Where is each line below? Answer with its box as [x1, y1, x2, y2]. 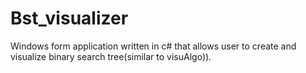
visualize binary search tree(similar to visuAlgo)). [10, 50, 212, 62]
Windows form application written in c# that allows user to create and [10, 40, 297, 52]
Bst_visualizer [10, 7, 129, 30]
